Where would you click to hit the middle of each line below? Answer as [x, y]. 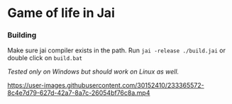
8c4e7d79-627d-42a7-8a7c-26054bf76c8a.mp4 [79, 93]
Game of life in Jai [61, 13]
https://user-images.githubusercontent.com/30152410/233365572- [106, 86]
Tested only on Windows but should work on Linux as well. [93, 71]
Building [22, 35]
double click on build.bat [45, 58]
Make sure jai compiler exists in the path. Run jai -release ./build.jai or [116, 50]
